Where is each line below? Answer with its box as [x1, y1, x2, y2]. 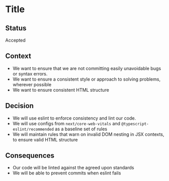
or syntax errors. [12, 70, 48, 77]
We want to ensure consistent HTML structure [12, 87, 109, 93]
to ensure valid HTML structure [12, 136, 78, 142]
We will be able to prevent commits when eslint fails [12, 170, 121, 176]
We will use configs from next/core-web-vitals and [12, 120, 121, 126]
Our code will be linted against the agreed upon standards [12, 165, 134, 171]
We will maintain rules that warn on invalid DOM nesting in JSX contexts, [12, 131, 164, 137]
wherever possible [12, 81, 52, 87]
